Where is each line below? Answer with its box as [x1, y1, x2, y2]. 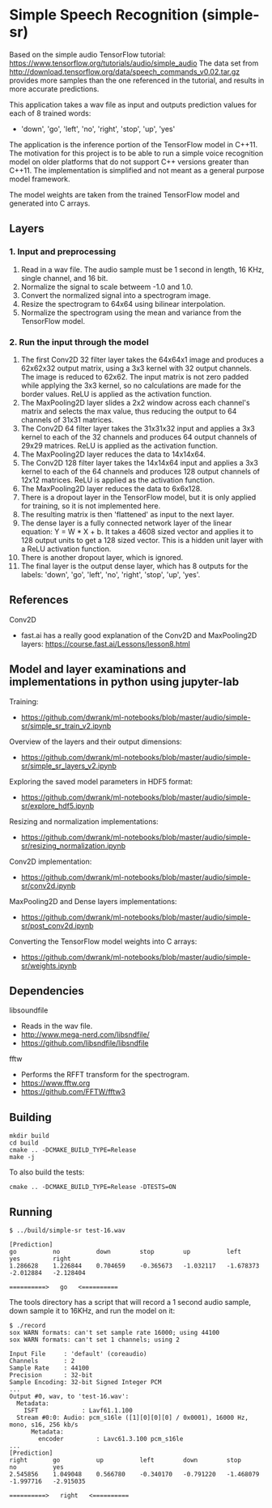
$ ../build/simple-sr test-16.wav [9, 1226, 126, 1234]
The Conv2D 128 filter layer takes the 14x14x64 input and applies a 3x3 [20, 457, 258, 467]
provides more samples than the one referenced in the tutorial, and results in [9, 75, 265, 85]
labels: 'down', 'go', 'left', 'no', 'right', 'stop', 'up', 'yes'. [20, 569, 201, 580]
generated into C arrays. [9, 198, 91, 208]
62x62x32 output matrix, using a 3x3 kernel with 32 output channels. [20, 363, 252, 373]
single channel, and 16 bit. [20, 273, 108, 282]
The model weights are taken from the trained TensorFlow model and [9, 189, 240, 199]
